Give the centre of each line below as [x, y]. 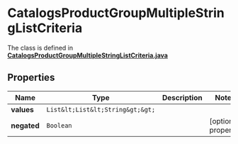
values [22, 109]
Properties [31, 78]
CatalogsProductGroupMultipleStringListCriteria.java [88, 55]
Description [182, 97]
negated [25, 126]
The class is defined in [40, 48]
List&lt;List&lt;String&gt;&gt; [101, 109]
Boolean [59, 125]
